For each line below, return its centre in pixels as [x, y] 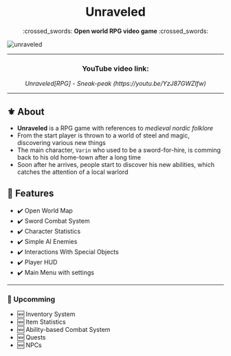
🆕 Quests [31, 337]
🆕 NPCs [30, 345]
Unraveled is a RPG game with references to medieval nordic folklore [115, 129]
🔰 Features [31, 193]
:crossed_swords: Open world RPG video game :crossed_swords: [115, 31]
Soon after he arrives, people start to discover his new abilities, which [116, 165]
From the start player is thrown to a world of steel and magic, [103, 135]
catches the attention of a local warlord [73, 172]
